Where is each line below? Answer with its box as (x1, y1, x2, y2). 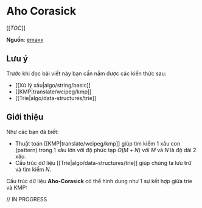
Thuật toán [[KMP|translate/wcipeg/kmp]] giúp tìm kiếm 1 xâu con (15, 139, 181, 147)
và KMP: (6, 184, 27, 191)
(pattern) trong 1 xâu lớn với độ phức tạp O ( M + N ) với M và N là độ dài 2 (15, 146, 197, 153)
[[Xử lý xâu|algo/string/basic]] (15, 81, 91, 89)
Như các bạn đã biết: (6, 128, 59, 135)
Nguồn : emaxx (6, 36, 44, 43)
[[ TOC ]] (6, 24, 26, 32)
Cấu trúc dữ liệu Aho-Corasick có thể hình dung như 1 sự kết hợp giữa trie (6, 177, 193, 184)
